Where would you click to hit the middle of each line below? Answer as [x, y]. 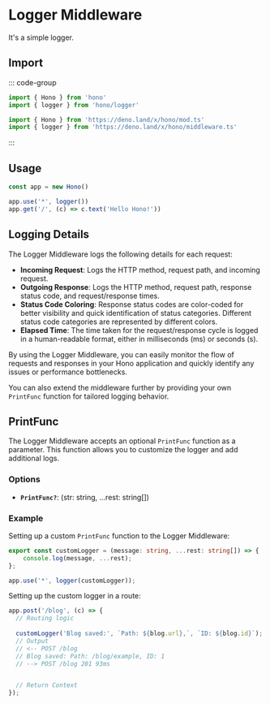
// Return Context [47, 685]
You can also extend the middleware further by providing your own [120, 387]
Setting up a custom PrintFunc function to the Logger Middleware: [119, 536]
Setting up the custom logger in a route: [75, 596]
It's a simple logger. [41, 37]
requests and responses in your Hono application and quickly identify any [131, 363]
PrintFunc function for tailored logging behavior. [89, 396]
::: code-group [32, 82]
